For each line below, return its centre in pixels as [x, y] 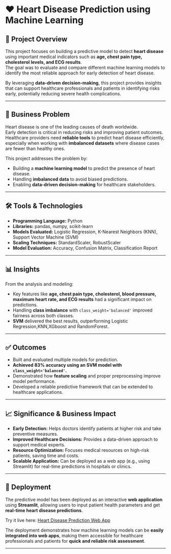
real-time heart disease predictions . [44, 510]
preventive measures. [35, 434]
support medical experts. [39, 445]
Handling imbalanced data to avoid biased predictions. [70, 179]
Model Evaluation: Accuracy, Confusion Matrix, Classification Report [85, 248]
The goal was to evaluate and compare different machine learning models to [85, 68]
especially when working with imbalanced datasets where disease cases [82, 143]
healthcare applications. [38, 392]
